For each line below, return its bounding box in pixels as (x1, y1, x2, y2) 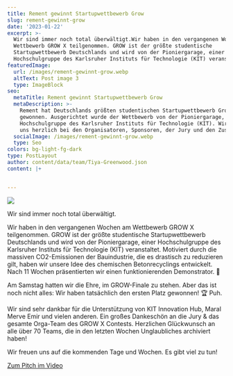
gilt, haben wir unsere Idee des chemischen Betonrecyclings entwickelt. (7, 260, 213, 268)
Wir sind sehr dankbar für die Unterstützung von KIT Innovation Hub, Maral (7, 304, 222, 313)
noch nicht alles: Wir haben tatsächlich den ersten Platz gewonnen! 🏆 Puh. (7, 288, 223, 297)
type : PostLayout (7, 152, 58, 160)
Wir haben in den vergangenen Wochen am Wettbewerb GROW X (7, 223, 194, 231)
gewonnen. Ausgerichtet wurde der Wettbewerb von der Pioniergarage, (19, 113, 225, 120)
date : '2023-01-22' (7, 23, 64, 30)
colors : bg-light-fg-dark (7, 146, 82, 153)
